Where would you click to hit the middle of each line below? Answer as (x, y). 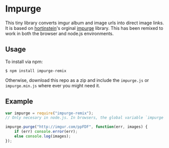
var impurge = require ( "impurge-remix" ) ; (49, 113)
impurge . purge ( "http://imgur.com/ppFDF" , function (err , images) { (76, 127)
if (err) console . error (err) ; (46, 132)
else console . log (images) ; (43, 136)
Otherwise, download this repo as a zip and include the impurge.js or (77, 80)
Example (19, 102)
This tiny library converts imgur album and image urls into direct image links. (84, 23)
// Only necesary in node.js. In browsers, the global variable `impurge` (86, 118)
